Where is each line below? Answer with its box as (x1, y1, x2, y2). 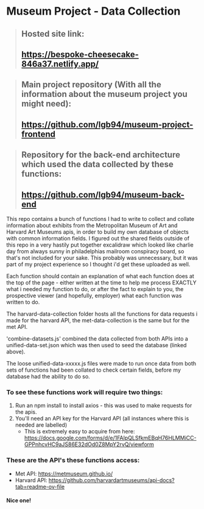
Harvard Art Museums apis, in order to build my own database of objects (6, 228, 189, 236)
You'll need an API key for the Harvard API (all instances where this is (15, 415, 189, 422)
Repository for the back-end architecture (21, 150, 181, 160)
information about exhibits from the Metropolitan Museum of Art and (6, 222, 178, 229)
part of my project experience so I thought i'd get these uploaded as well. (6, 261, 191, 268)
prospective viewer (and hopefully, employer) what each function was (6, 292, 182, 299)
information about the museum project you (21, 89, 188, 99)
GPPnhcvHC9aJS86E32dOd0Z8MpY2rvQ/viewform (24, 441, 154, 448)
